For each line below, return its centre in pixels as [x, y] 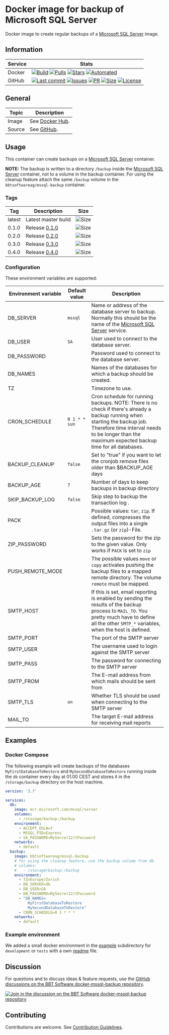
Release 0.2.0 [42, 236]
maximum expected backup [124, 440]
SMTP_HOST [23, 611]
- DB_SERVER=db [34, 884]
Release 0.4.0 [42, 252]
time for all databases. [117, 447]
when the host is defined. [121, 630]
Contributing [26, 1015]
